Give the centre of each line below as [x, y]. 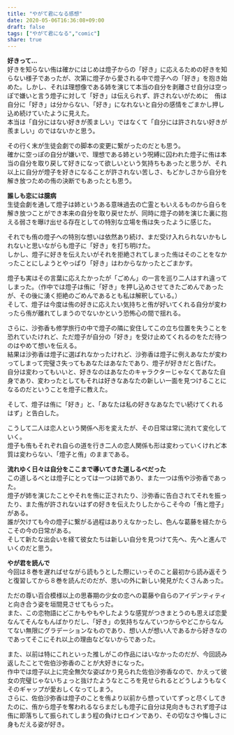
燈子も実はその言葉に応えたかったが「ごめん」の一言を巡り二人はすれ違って [117, 278]
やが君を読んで [29, 563]
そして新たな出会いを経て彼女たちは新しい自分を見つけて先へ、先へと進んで [117, 539]
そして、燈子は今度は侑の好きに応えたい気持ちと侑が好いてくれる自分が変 [114, 304]
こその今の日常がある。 [41, 531]
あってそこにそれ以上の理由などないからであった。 [86, 640]
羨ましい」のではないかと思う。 [53, 131]
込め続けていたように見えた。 [50, 114]
